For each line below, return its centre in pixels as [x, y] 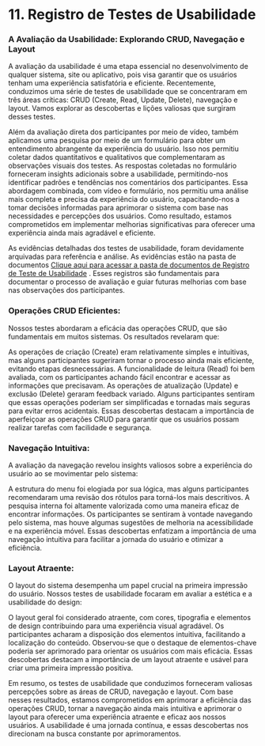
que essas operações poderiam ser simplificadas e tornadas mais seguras [129, 402]
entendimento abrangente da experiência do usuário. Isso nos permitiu [124, 149]
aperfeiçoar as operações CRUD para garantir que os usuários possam [124, 419]
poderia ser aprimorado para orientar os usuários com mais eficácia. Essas [131, 651]
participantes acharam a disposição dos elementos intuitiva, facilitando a [127, 634]
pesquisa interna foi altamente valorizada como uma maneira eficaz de [124, 506]
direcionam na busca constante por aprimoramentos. [95, 734]
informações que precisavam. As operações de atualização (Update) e [123, 385]
